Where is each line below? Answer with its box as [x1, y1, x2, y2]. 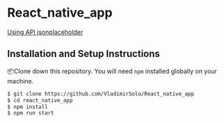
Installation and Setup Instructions [7, 48, 160, 60]
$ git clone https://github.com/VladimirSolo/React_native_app [7, 90, 195, 97]
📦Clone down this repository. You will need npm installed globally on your [7, 67, 218, 75]
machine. [7, 76, 34, 85]
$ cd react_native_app [7, 97, 73, 104]
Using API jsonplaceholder [7, 28, 83, 36]
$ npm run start [7, 110, 54, 117]
